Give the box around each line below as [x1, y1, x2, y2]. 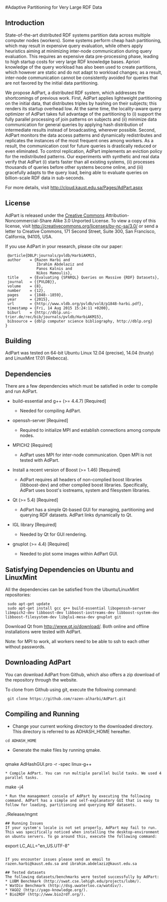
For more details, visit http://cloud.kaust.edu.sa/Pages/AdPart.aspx [5, 184, 143, 190]
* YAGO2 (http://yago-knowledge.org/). [5, 887, 88, 892]
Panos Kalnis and [36, 266, 72, 271]
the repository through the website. [5, 677, 78, 683]
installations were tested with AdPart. [5, 629, 82, 635]
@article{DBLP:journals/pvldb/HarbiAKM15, [7, 253, 97, 258]
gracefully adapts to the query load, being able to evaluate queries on [5, 169, 149, 175]
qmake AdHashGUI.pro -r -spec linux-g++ [5, 761, 92, 767]
